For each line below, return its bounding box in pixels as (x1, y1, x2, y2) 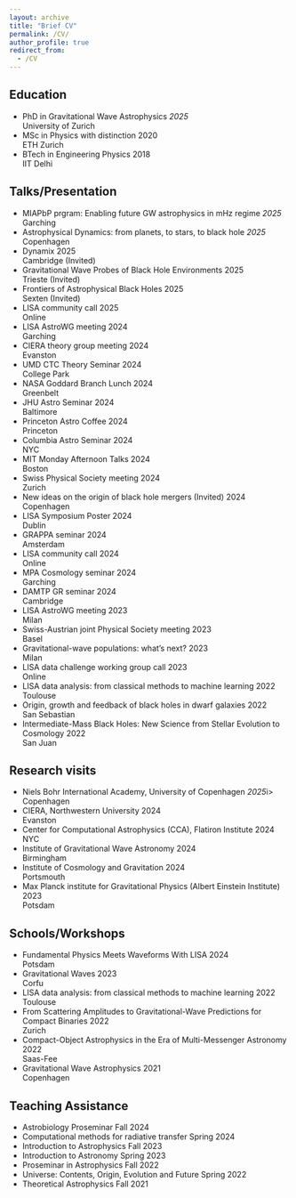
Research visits (9, 763, 97, 779)
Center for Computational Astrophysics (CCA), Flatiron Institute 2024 (21, 824, 276, 835)
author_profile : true (9, 37, 90, 47)
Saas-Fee (21, 1054, 58, 1064)
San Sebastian (21, 708, 76, 719)
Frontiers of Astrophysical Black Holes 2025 (21, 283, 184, 294)
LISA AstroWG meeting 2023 (21, 604, 128, 615)
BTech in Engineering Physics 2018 (21, 149, 151, 159)
